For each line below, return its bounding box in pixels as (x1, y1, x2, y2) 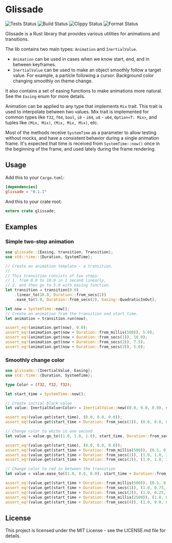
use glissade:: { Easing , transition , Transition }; (5, 250, 114, 255)
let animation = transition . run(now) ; (5, 316, 88, 321)
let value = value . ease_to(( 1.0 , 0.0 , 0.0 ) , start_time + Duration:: (5, 471, 157, 476)
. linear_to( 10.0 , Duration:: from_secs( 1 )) (14, 292, 106, 297)
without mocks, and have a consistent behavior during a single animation (5, 135, 160, 141)
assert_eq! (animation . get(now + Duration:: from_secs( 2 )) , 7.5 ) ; (5, 340, 145, 345)
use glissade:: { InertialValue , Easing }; (5, 368, 93, 373)
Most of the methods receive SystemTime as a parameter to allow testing (5, 129, 157, 136)
